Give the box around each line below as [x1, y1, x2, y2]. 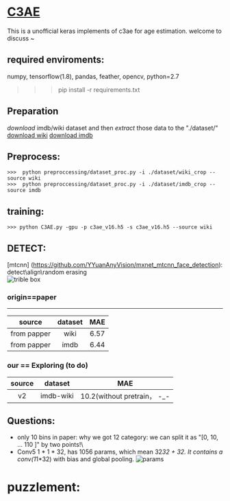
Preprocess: [7, 150, 60, 162]
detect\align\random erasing [7, 268, 88, 276]
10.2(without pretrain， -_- [80, 391, 170, 401]
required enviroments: [7, 54, 105, 66]
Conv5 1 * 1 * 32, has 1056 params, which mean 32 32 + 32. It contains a [16, 447, 223, 456]
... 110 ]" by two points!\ [16, 441, 84, 449]
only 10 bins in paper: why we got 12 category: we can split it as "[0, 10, [16, 433, 219, 441]
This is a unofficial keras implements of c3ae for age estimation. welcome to [7, 27, 222, 35]
